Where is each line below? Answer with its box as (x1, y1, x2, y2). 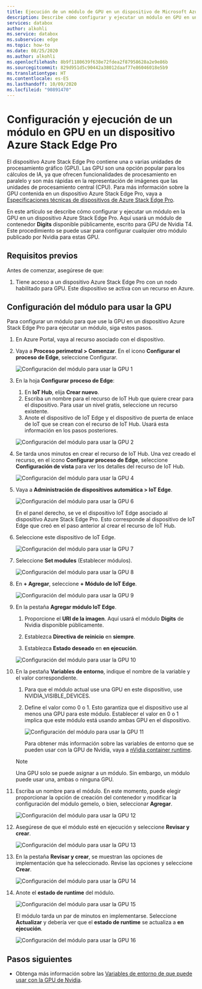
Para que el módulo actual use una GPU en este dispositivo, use (24, 686, 183, 693)
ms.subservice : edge (7, 37, 59, 43)
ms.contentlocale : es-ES (7, 76, 69, 82)
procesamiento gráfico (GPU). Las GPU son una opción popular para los (7, 164, 185, 172)
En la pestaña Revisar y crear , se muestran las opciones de (15, 853, 163, 861)
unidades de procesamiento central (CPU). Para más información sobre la (7, 184, 189, 191)
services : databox (7, 20, 53, 26)
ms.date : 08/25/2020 (7, 48, 59, 54)
